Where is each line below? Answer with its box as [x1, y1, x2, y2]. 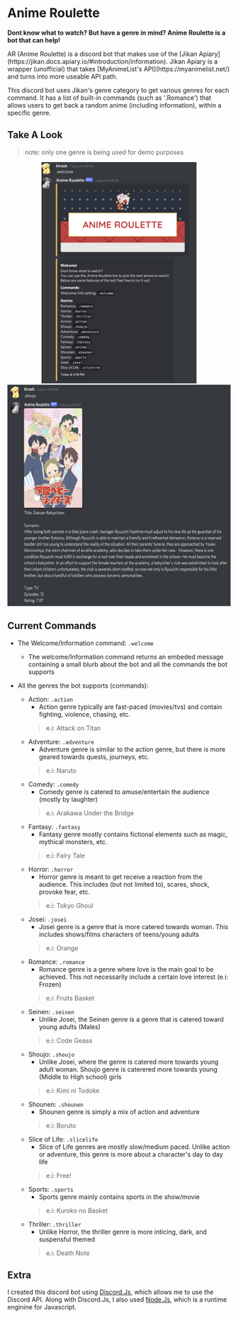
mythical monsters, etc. [38, 837, 108, 846]
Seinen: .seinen [28, 1007, 74, 1016]
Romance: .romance [28, 958, 85, 966]
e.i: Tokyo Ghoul [45, 901, 93, 909]
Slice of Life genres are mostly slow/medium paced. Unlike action [38, 1142, 230, 1151]
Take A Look [7, 129, 63, 141]
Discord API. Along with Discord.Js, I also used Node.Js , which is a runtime [7, 1295, 227, 1304]
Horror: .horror [28, 865, 74, 873]
